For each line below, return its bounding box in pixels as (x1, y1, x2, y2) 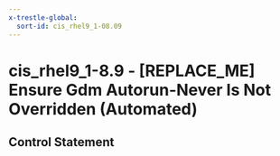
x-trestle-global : (8, 13, 78, 23)
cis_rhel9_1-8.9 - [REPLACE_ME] (8, 60, 256, 81)
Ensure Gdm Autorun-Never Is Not (8, 79, 272, 100)
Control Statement (8, 134, 115, 150)
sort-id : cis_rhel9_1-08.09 (16, 22, 123, 31)
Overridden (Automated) (8, 98, 198, 119)
